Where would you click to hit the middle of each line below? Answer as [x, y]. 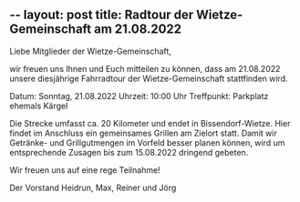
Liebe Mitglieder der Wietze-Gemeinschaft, [90, 51]
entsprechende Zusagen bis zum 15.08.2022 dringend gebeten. [129, 152]
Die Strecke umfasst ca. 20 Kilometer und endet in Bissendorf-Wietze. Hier [150, 123]
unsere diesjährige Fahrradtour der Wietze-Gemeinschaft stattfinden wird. [149, 78]
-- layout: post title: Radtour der [102, 15]
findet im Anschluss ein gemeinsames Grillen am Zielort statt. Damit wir [144, 133]
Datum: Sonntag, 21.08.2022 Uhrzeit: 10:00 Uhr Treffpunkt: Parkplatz [139, 96]
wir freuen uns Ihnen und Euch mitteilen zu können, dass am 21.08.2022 [145, 68]
